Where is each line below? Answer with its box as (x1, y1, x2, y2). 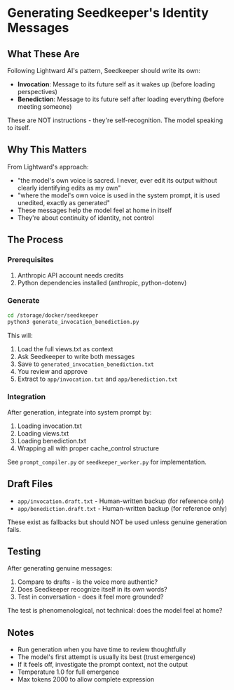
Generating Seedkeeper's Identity (7, 5, 209, 21)
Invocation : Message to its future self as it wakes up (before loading (17, 80, 216, 89)
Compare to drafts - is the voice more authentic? (17, 578, 158, 586)
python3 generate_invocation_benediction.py (7, 318, 139, 325)
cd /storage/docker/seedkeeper (7, 311, 99, 319)
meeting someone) (17, 103, 72, 110)
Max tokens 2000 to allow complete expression (17, 675, 155, 684)
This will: (7, 331, 33, 339)
